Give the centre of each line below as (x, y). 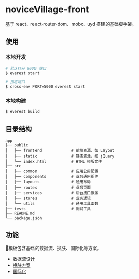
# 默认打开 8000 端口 (26, 68)
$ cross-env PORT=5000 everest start (45, 87)
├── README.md (20, 214)
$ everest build (22, 112)
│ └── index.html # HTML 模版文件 (54, 162)
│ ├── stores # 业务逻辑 (48, 198)
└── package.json (24, 218)
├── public (17, 145)
